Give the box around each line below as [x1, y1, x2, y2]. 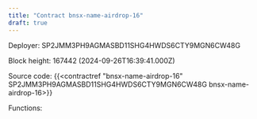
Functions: [8, 103, 43, 113]
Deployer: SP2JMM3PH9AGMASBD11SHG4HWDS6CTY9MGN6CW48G [8, 40, 240, 50]
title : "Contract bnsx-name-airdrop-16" [8, 11, 144, 20]
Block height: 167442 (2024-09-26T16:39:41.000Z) [8, 56, 176, 65]
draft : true [8, 19, 48, 27]
